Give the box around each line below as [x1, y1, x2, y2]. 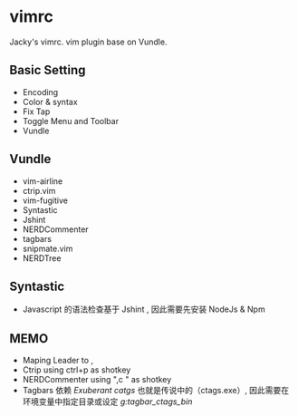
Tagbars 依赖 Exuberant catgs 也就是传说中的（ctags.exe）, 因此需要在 [22, 385, 290, 396]
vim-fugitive [22, 195, 68, 206]
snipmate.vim [22, 243, 73, 254]
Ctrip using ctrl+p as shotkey [22, 364, 131, 375]
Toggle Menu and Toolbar [22, 115, 120, 126]
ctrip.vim [22, 185, 56, 196]
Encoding [22, 86, 59, 97]
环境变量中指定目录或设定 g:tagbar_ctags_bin [22, 396, 193, 407]
